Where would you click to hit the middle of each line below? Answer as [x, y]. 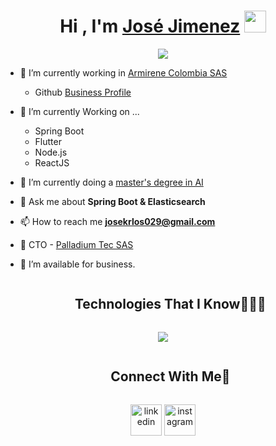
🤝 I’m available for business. [77, 264]
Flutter [48, 141]
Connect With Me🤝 [170, 376]
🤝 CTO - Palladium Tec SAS [76, 244]
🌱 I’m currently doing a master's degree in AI [111, 182]
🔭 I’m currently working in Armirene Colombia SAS [123, 72]
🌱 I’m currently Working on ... [79, 111]
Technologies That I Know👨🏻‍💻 [170, 304]
